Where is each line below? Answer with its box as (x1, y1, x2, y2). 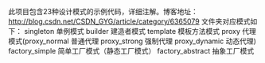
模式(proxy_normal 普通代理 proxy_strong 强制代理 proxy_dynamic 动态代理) (8, 36, 257, 46)
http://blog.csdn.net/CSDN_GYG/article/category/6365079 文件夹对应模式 (8, 17, 251, 26)
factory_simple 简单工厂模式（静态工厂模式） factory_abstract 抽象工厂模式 (8, 46, 255, 55)
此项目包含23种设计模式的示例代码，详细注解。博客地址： (8, 7, 199, 16)
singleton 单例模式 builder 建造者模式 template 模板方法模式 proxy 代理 (23, 27, 256, 35)
